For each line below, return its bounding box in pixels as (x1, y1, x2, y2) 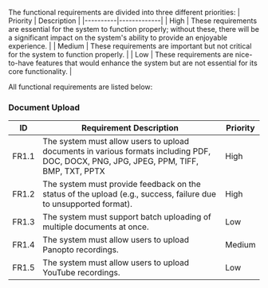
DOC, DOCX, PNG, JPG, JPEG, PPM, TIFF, (42, 156, 199, 167)
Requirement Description (81, 123, 179, 134)
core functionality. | (8, 67, 73, 76)
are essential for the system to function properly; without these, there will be (8, 25, 260, 33)
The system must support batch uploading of (42, 212, 211, 223)
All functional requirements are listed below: (8, 82, 153, 91)
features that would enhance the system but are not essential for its (35, 58, 258, 68)
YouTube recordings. (42, 267, 120, 278)
